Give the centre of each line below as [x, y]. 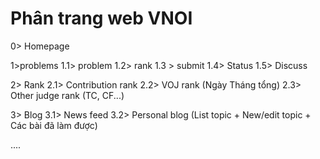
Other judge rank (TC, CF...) [67, 95]
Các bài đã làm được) [54, 125]
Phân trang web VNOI [101, 18]
